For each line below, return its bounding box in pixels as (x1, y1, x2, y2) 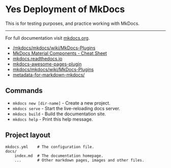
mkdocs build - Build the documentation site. (12, 111, 106, 117)
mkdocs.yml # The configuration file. (5, 144, 95, 149)
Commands (5, 86, 43, 95)
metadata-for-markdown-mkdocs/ (12, 72, 85, 78)
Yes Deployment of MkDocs (5, 4, 125, 15)
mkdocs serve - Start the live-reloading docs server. (12, 105, 121, 111)
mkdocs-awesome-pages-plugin (12, 61, 82, 67)
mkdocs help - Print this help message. (12, 116, 93, 122)
